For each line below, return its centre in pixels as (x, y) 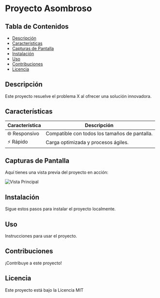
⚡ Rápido (18, 142)
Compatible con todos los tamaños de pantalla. (99, 133)
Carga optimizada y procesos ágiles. (87, 143)
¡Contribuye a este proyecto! (33, 263)
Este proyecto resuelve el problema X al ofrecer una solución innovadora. (78, 96)
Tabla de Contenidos (37, 27)
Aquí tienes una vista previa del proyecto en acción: (57, 172)
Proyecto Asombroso (48, 9)
